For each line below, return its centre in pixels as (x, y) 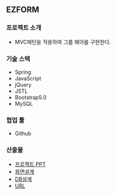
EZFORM (23, 10)
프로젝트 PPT (30, 164)
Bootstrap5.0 (31, 97)
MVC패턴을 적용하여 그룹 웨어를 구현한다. (63, 42)
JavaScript (28, 78)
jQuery (23, 84)
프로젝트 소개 (24, 28)
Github (23, 134)
